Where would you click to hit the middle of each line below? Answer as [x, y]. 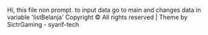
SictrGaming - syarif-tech [43, 24]
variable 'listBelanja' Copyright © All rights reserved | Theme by [97, 17]
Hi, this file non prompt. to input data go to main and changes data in [104, 10]
